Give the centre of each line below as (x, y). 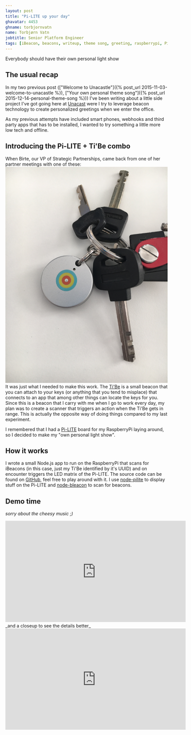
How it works (27, 451)
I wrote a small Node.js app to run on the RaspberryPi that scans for (77, 463)
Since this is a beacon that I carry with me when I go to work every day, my (85, 403)
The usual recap (32, 75)
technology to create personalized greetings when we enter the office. (80, 109)
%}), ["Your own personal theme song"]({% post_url (110, 93)
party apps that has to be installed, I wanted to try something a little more (83, 124)
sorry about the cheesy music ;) (39, 514)
